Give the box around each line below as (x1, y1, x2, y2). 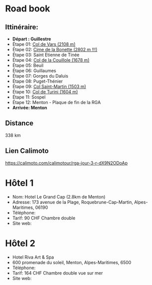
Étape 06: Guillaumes (12, 68, 56, 74)
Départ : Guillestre (12, 36, 51, 42)
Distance (5, 119, 34, 127)
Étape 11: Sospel (12, 94, 46, 100)
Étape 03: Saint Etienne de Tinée (12, 52, 79, 58)
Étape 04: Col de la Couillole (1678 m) (12, 57, 90, 63)
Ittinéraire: (5, 23, 39, 31)
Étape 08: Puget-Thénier (12, 78, 63, 84)
